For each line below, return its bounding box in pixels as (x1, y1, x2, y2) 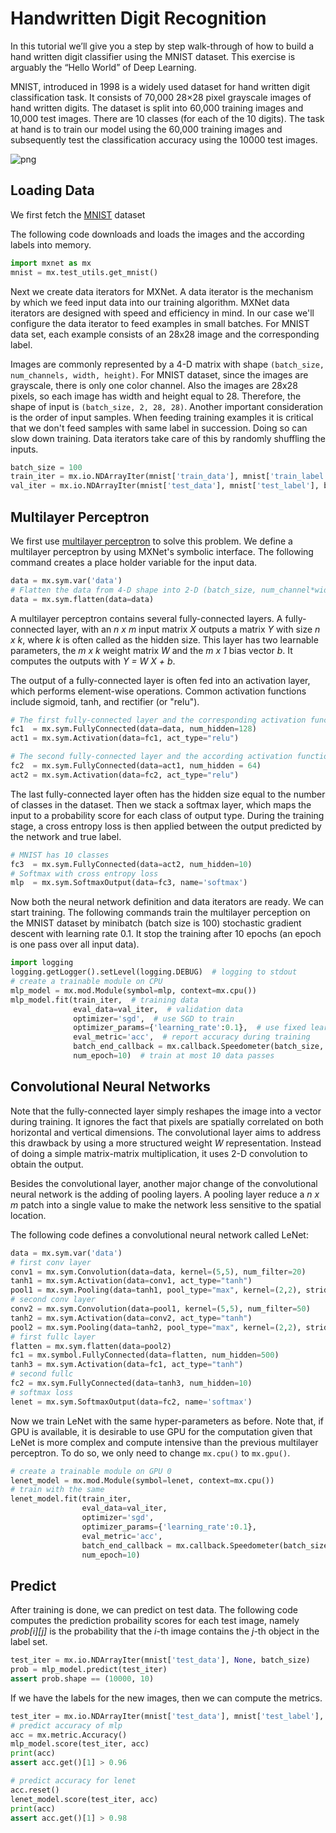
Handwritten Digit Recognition (10, 7, 267, 30)
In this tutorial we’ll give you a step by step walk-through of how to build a (10, 40, 315, 52)
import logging (10, 958, 74, 968)
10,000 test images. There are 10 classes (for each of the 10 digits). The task (10, 112, 325, 124)
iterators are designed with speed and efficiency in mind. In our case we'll (10, 307, 315, 319)
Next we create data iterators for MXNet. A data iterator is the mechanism (10, 285, 314, 297)
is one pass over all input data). (10, 938, 140, 951)
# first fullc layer (10, 1332, 97, 1342)
